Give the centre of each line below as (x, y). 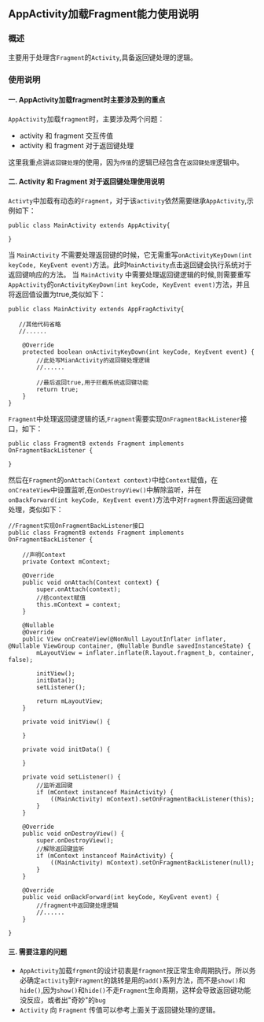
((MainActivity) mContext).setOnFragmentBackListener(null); (152, 863)
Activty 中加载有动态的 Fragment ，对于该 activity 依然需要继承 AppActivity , (128, 201)
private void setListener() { (72, 777)
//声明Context (44, 555)
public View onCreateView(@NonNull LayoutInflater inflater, (124, 639)
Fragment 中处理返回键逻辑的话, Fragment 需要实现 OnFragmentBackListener (125, 419)
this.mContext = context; (79, 605)
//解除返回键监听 (60, 849)
